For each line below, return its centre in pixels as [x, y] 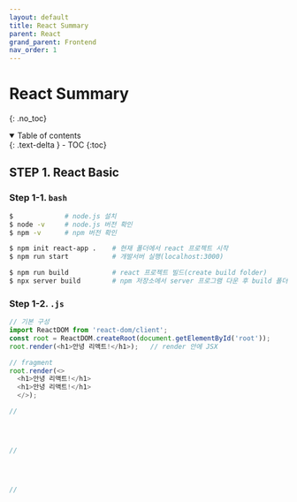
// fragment [31, 362]
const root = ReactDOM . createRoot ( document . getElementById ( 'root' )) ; [140, 338]
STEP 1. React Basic [64, 173]
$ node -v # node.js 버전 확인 [71, 224]
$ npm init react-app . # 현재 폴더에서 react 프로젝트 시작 [119, 248]
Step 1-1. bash [38, 198]
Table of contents [49, 136]
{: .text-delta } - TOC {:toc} [58, 145]
